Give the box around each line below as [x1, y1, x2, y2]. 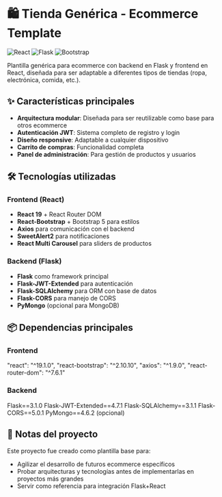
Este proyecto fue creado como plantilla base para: [7, 446, 151, 455]
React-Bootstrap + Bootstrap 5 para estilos [16, 218, 140, 226]
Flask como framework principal [16, 272, 109, 280]
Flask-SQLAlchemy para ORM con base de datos [16, 286, 157, 295]
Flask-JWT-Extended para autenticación [16, 279, 133, 288]
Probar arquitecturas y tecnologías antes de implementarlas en [16, 467, 195, 475]
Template [7, 25, 61, 41]
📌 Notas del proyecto [7, 429, 98, 440]
